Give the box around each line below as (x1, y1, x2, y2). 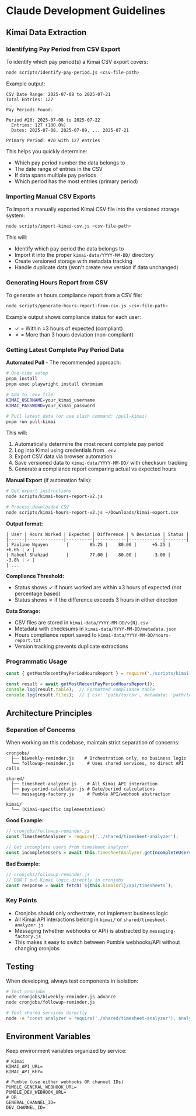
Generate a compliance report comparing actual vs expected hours (14, 465, 176, 472)
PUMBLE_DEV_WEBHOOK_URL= (6, 1089, 66, 1095)
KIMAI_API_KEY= (6, 1069, 43, 1074)
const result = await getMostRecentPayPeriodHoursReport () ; (6, 681, 156, 687)
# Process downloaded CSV (6, 504, 69, 510)
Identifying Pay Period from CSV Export (6, 45, 121, 53)
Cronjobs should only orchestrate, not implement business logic (14, 909, 168, 916)
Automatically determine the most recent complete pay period (14, 441, 164, 448)
